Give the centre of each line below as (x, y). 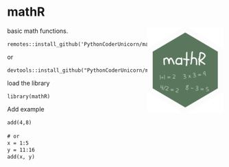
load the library (28, 83)
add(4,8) (20, 123)
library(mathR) (29, 97)
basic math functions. (38, 31)
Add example (26, 109)
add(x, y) (21, 157)
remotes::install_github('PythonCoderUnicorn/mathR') (86, 44)
